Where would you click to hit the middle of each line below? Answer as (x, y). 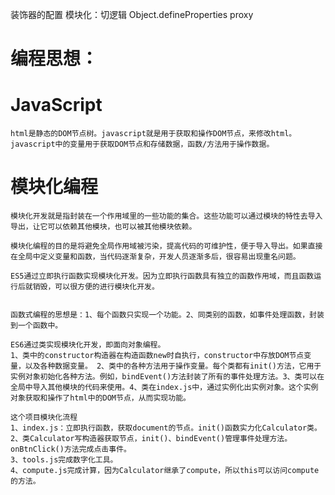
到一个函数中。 (36, 326)
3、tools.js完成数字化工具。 (64, 460)
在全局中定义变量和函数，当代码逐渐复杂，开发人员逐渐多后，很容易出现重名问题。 (155, 257)
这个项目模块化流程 (44, 418)
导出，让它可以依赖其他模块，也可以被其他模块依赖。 (103, 227)
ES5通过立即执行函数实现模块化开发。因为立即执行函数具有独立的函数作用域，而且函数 (162, 276)
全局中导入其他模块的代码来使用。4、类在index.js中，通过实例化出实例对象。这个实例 (164, 388)
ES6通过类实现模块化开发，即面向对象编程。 (88, 345)
